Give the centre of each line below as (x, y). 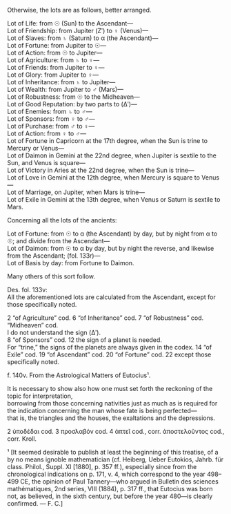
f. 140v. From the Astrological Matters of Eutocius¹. (79, 375)
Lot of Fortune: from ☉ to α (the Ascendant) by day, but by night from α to (112, 234)
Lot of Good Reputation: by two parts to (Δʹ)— (72, 104)
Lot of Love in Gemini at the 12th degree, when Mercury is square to (103, 178)
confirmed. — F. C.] (35, 503)
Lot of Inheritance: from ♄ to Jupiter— (61, 82)
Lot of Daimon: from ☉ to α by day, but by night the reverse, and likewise (111, 248)
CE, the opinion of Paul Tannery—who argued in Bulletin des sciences (119, 482)
